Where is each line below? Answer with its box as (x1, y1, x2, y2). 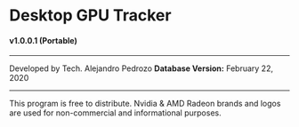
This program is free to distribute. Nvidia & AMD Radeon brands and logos (9, 99, 281, 109)
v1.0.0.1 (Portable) (9, 35, 77, 45)
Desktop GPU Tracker (9, 5, 172, 26)
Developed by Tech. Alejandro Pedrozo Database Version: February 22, (9, 63, 274, 74)
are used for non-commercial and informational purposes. (9, 107, 222, 118)
